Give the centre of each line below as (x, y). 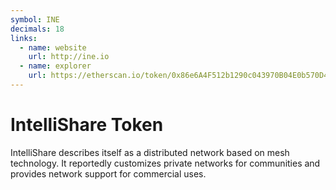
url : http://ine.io (69, 57)
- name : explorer (55, 66)
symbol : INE (35, 19)
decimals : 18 (37, 29)
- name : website (53, 47)
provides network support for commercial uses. (108, 173)
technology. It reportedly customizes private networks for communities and (165, 163)
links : (24, 38)
